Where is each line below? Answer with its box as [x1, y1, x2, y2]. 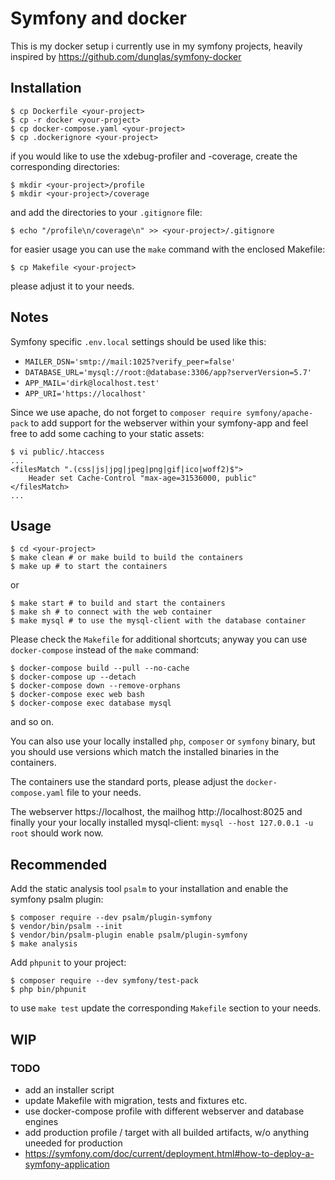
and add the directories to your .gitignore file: [10, 206, 203, 218]
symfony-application [24, 1158, 110, 1170]
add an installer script [24, 1083, 115, 1096]
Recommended [10, 856, 108, 873]
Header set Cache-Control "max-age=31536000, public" [28, 473, 257, 483]
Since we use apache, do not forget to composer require [10, 406, 242, 418]
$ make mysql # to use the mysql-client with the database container [10, 616, 307, 626]
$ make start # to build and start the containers [10, 598, 226, 609]
